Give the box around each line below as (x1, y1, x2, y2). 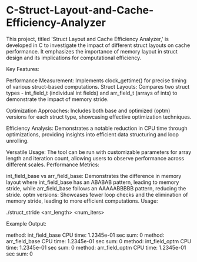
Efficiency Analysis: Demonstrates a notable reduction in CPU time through (6, 125, 188, 132)
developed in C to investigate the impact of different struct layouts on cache (6, 42, 191, 49)
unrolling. (6, 137, 29, 144)
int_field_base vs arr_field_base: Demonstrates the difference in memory (6, 172, 182, 179)
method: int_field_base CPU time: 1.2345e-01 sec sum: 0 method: (6, 231, 165, 239)
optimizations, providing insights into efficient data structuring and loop (6, 130, 179, 138)
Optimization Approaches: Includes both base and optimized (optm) (6, 107, 171, 114)
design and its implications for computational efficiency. (6, 54, 142, 61)
